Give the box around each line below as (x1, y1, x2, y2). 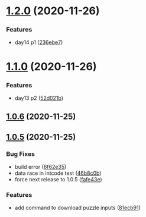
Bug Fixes (6, 150, 35, 158)
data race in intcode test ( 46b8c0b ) (14, 169, 102, 177)
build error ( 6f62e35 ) (14, 163, 67, 171)
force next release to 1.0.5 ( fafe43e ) (14, 176, 102, 183)
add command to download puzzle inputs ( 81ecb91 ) (14, 204, 141, 212)
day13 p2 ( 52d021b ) (14, 94, 64, 102)
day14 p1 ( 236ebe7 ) (14, 39, 63, 46)
